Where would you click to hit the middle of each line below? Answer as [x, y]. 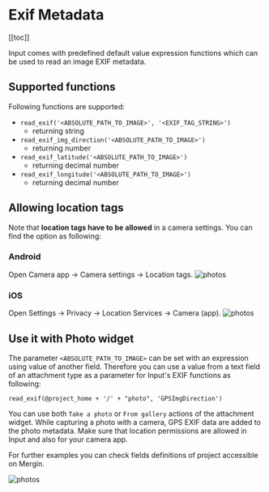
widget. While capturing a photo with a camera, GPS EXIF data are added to [135, 422]
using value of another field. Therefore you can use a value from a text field [134, 367]
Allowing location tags [66, 208]
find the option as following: [55, 235]
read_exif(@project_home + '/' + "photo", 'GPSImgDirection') [115, 398]
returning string [58, 130]
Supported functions [62, 87]
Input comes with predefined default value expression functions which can [133, 53]
